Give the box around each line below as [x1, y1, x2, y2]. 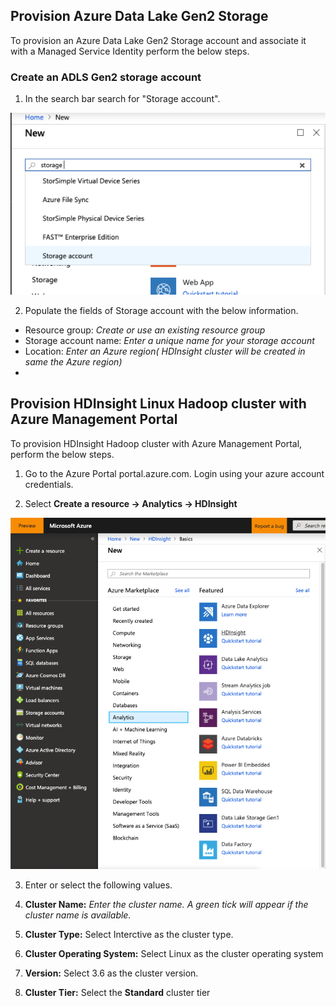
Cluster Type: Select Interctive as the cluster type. [24, 929, 234, 941]
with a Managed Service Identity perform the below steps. [10, 45, 250, 57]
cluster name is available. [24, 909, 132, 921]
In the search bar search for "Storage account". [24, 93, 221, 105]
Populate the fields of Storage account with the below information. [24, 304, 299, 316]
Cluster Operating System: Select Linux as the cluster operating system [24, 948, 324, 960]
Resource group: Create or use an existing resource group [24, 324, 266, 336]
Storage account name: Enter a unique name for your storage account [24, 334, 315, 346]
